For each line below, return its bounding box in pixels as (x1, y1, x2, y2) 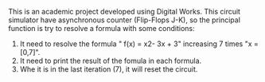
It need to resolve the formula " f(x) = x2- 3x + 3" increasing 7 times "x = (19, 39, 259, 49)
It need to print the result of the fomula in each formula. (19, 56, 202, 65)
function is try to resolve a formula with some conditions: (8, 24, 195, 33)
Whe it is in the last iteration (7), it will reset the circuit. (19, 64, 198, 74)
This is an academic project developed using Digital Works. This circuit (8, 7, 241, 16)
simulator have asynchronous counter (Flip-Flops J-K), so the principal (8, 15, 241, 25)
